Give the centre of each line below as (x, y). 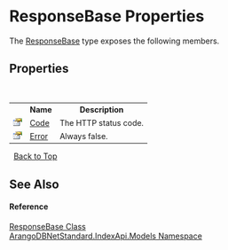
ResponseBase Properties (107, 16)
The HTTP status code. (102, 122)
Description (102, 110)
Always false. (83, 136)
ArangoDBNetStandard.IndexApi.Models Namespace (106, 236)
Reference (29, 207)
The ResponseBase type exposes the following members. (114, 41)
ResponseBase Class (47, 226)
